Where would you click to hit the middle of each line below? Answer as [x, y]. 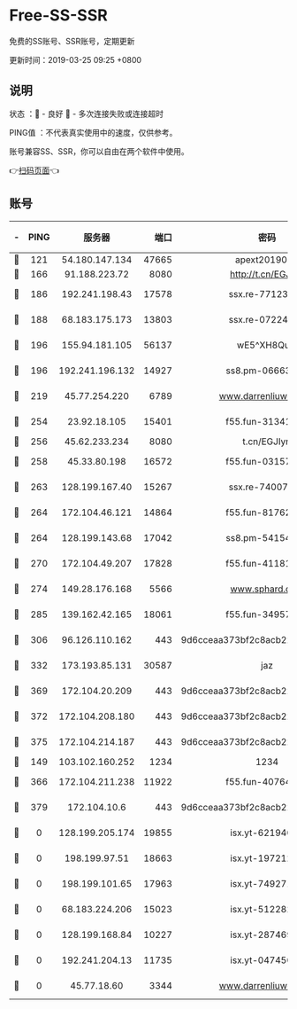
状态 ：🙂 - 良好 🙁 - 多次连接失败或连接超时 [86, 113]
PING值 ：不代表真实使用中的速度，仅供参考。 [93, 132]
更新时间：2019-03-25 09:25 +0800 [76, 59]
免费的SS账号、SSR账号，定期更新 [72, 41]
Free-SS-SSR [58, 16]
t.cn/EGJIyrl [267, 442]
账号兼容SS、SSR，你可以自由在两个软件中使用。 [99, 151]
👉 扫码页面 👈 [34, 170]
